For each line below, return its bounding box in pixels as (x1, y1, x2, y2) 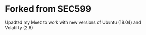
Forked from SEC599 (5, 3, 91, 15)
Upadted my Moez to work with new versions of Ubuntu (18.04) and (5, 19, 141, 25)
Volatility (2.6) (5, 24, 33, 30)
